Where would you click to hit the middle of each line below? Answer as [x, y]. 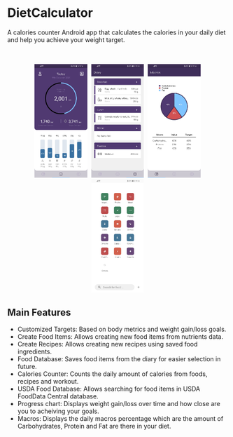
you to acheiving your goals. [58, 411]
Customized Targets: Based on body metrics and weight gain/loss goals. [122, 329]
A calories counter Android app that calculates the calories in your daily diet [116, 32]
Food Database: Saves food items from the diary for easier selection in [119, 358]
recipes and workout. [48, 381]
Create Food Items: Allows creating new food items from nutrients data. [120, 336]
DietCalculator [50, 13]
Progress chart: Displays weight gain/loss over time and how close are [119, 403]
